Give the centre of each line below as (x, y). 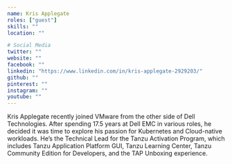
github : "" (23, 78)
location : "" (26, 33)
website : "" (24, 58)
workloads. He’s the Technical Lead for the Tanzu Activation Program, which (116, 138)
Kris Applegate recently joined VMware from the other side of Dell (101, 117)
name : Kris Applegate (38, 13)
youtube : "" (24, 97)
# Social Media (29, 46)
